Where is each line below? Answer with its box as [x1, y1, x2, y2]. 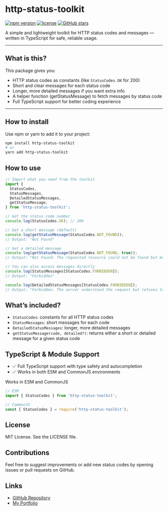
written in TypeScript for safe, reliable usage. [5, 35, 98, 41]
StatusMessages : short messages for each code [12, 319, 110, 325]
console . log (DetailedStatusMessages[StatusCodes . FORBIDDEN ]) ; [5, 282, 137, 287]
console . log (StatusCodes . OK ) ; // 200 [5, 218, 84, 223]
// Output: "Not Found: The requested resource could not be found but [5, 255, 157, 260]
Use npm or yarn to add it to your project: [5, 131, 90, 137]
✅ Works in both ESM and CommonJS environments [12, 369, 120, 375]
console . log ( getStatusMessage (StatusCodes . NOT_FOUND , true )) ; [5, 250, 137, 255]
